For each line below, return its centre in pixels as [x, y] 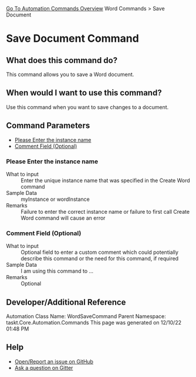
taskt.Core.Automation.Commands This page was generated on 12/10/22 [94, 323]
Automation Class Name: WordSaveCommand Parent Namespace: [86, 316]
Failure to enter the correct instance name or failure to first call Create [105, 211]
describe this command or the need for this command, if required [100, 259]
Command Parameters [48, 126]
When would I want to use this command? [84, 93]
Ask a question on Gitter [44, 368]
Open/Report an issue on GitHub [54, 361]
